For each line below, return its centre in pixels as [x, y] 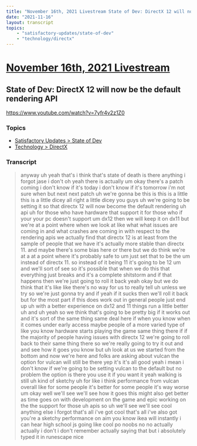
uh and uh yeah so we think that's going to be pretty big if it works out [105, 312]
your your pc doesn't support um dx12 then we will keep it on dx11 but [105, 218]
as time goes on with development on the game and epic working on [103, 399]
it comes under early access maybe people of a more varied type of [102, 325]
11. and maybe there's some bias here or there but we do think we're [103, 249]
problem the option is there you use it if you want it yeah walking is [101, 374]
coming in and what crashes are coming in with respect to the [95, 231]
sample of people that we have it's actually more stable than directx [102, 244]
